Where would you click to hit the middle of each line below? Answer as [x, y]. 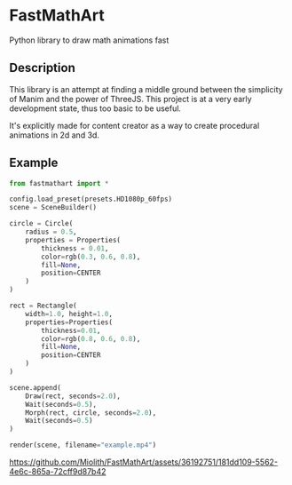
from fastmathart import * [59, 183]
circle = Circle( [41, 224]
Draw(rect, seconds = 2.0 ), [73, 396]
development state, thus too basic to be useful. [95, 108]
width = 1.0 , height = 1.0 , [69, 314]
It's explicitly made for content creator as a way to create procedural [134, 125]
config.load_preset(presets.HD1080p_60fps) [91, 199]
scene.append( [36, 387]
